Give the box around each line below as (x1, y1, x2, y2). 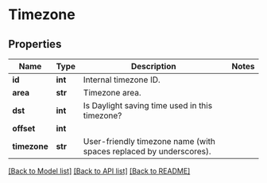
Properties (8, 37, 62, 51)
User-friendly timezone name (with (83, 136, 216, 146)
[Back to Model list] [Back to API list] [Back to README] (8, 166, 191, 176)
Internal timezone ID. (83, 74, 161, 85)
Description (130, 61, 176, 72)
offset (12, 123, 36, 134)
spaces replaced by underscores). (83, 146, 212, 157)
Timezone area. (83, 88, 141, 98)
